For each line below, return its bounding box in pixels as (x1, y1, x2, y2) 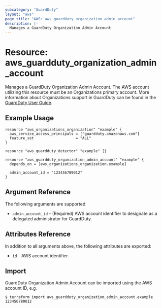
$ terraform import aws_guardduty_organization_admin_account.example (5, 295, 153, 300)
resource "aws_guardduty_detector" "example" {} (5, 148, 107, 153)
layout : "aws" (5, 12, 34, 17)
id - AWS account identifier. (12, 252, 69, 259)
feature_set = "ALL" (9, 136, 92, 140)
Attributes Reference (5, 230, 71, 239)
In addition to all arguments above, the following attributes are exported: (5, 243, 152, 249)
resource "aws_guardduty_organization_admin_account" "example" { (5, 157, 144, 162)
